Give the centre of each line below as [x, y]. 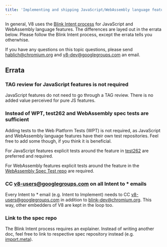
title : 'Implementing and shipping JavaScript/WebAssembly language [78, 10]
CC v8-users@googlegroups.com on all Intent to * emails [76, 183]
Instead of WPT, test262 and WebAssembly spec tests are [77, 113]
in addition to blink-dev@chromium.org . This [106, 200]
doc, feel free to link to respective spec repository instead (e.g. [70, 234]
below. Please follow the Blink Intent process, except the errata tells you [79, 34]
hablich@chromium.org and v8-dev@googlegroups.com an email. [73, 55]
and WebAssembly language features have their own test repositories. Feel [82, 136]
